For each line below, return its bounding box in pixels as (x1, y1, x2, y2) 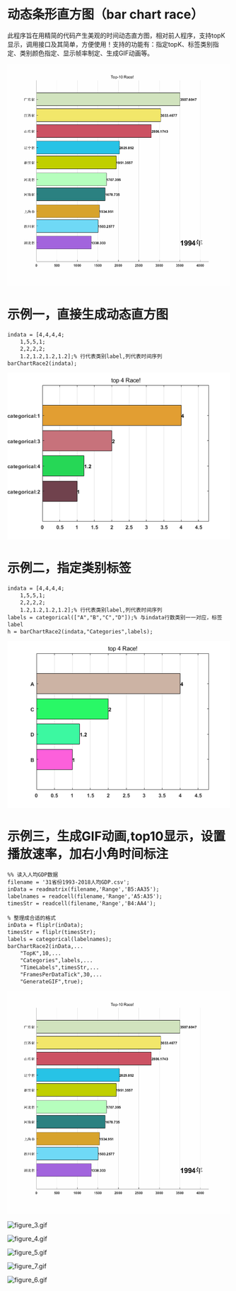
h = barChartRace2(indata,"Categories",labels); (7, 628, 153, 635)
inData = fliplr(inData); (7, 921, 83, 928)
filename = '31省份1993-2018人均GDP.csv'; (7, 878, 130, 886)
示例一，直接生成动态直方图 (7, 307, 169, 322)
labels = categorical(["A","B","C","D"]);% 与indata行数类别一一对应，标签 (7, 614, 223, 621)
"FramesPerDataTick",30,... (20, 971, 102, 978)
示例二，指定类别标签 (7, 560, 132, 576)
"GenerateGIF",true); (20, 978, 83, 985)
